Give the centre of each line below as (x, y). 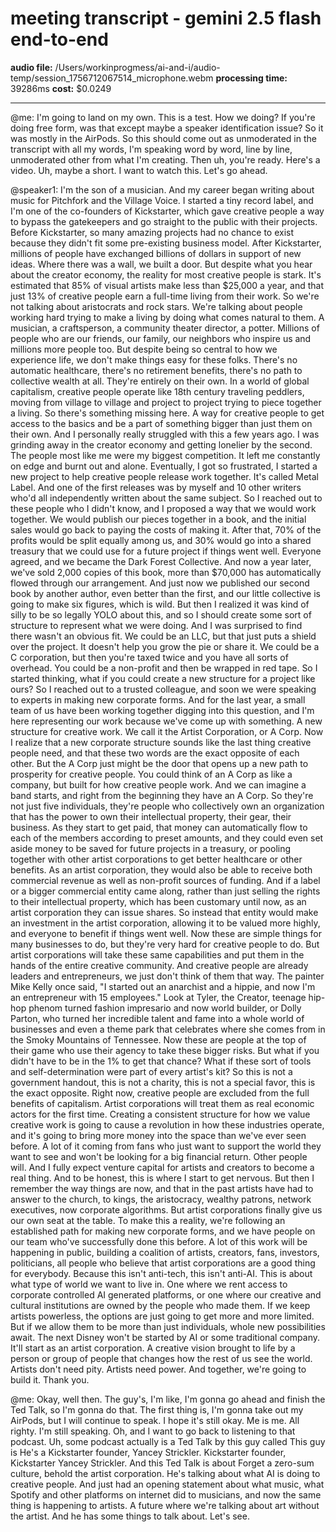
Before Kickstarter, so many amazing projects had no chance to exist (152, 232)
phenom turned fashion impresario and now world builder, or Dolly (165, 1008)
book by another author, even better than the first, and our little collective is (165, 593)
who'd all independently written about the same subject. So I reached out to (166, 498)
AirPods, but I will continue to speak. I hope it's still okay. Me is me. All (155, 1420)
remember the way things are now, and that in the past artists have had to (162, 1188)
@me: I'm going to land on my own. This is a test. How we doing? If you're (163, 117)
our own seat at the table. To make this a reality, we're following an (148, 1220)
